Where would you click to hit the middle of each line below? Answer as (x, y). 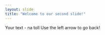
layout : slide (19, 9)
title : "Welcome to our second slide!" (45, 14)
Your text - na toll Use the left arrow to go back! (53, 27)
